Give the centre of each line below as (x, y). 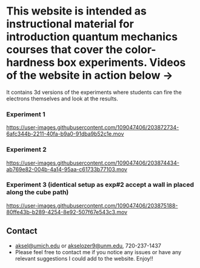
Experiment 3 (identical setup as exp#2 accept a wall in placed (100, 185)
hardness (31, 63)
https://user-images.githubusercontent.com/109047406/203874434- (93, 163)
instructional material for (70, 24)
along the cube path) (38, 192)
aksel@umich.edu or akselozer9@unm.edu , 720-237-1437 (88, 246)
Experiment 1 (26, 114)
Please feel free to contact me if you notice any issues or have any (98, 252)
